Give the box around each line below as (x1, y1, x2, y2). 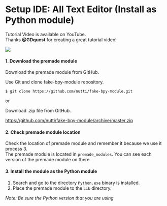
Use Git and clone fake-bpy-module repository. (5, 79, 104, 85)
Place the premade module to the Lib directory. (12, 185, 112, 191)
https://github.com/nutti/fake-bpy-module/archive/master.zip (5, 117, 133, 124)
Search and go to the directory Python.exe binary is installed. (12, 180, 140, 186)
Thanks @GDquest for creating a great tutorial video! (5, 37, 117, 43)
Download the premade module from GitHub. (5, 69, 99, 75)
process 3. (5, 146, 28, 152)
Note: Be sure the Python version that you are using (5, 195, 114, 201)
